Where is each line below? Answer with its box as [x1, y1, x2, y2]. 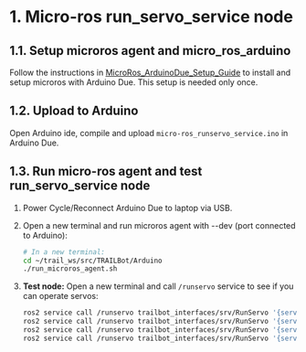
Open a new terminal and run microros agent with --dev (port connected [22, 219, 296, 230]
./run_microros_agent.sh [22, 264, 118, 273]
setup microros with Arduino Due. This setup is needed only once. [9, 77, 259, 88]
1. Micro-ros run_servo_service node [9, 6, 294, 27]
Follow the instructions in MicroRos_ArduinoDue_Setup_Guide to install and [9, 67, 291, 78]
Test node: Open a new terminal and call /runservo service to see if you [22, 281, 294, 292]
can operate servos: [22, 291, 99, 302]
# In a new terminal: [22, 247, 105, 257]
